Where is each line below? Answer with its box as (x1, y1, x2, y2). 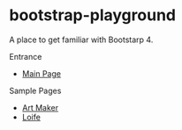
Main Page (21, 68, 62, 79)
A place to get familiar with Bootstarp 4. (9, 34, 154, 45)
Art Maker (21, 102, 59, 112)
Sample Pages (9, 85, 62, 96)
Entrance (9, 51, 42, 61)
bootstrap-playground (9, 5, 177, 25)
